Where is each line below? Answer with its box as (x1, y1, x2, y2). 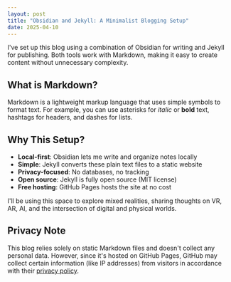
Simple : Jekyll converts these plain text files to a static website (17, 160, 203, 168)
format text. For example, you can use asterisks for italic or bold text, (7, 105, 210, 114)
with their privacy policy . (7, 266, 80, 275)
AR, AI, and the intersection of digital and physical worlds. (7, 204, 177, 212)
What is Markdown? (7, 79, 98, 91)
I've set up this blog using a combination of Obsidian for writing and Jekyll (7, 43, 225, 52)
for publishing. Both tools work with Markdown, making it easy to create (7, 51, 218, 59)
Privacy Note (7, 225, 66, 237)
